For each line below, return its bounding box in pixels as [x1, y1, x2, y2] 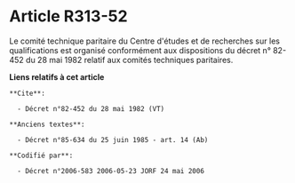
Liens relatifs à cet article [9, 71, 105, 82]
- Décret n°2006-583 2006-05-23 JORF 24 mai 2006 [17, 166, 204, 175]
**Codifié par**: [9, 151, 74, 160]
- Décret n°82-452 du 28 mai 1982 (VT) [17, 104, 165, 113]
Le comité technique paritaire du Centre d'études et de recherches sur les [9, 36, 280, 46]
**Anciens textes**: [9, 120, 86, 129]
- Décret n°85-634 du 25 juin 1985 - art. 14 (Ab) [17, 135, 209, 144]
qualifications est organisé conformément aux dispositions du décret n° [9, 44, 271, 55]
